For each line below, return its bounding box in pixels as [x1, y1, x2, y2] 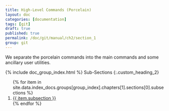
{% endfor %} [12, 100, 42, 106]
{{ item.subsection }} [12, 95, 57, 101]
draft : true [5, 26, 30, 31]
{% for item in [12, 79, 41, 85]
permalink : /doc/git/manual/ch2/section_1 [5, 36, 96, 41]
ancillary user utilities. [5, 59, 51, 66]
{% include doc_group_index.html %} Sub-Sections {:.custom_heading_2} [5, 69, 159, 75]
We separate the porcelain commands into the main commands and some [5, 54, 159, 60]
